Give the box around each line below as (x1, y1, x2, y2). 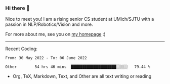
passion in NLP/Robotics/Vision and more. (5, 21, 93, 27)
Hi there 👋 (5, 5, 30, 12)
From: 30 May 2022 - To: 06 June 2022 (5, 56, 87, 61)
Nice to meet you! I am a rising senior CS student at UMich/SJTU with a (5, 16, 154, 22)
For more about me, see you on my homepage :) (5, 31, 106, 37)
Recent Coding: (5, 46, 38, 52)
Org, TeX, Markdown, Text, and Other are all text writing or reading (12, 73, 152, 79)
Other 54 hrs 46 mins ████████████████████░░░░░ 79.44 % (5, 64, 151, 70)
